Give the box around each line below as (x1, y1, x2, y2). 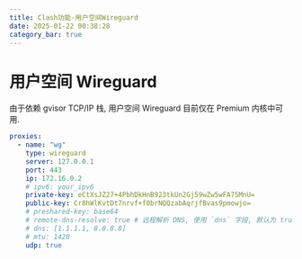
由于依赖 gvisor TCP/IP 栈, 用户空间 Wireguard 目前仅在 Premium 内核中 (9, 103, 276, 113)
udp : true (25, 240, 63, 250)
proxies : (9, 132, 42, 141)
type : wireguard (25, 149, 87, 158)
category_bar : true (9, 30, 83, 39)
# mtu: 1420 (25, 232, 70, 241)
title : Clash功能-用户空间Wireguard (9, 13, 138, 22)
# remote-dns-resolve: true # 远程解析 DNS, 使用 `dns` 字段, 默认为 (25, 216, 277, 225)
